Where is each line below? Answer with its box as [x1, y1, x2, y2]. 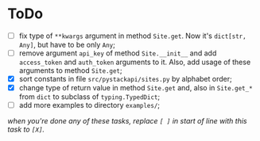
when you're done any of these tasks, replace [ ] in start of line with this [7, 116, 247, 126]
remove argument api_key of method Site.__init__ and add [18, 48, 217, 58]
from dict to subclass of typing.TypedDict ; [18, 92, 161, 101]
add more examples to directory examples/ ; [18, 101, 161, 110]
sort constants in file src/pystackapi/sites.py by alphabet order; [18, 74, 232, 84]
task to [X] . [7, 124, 45, 135]
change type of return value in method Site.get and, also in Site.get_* [18, 83, 253, 93]
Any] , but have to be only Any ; [18, 40, 116, 49]
